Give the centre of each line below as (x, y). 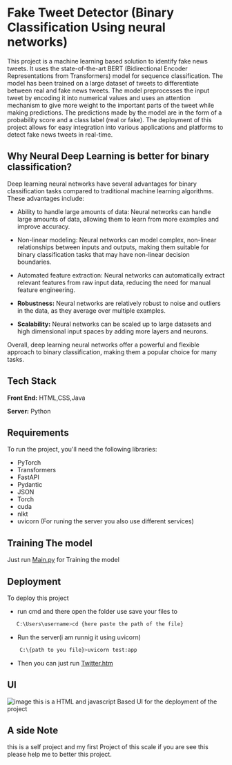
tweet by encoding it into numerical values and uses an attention (99, 97)
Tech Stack (32, 381)
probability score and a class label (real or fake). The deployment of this (109, 119)
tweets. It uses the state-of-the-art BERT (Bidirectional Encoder (97, 68)
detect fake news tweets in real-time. (60, 134)
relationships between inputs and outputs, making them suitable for (113, 247)
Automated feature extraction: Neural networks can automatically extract (121, 275)
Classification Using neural (86, 27)
